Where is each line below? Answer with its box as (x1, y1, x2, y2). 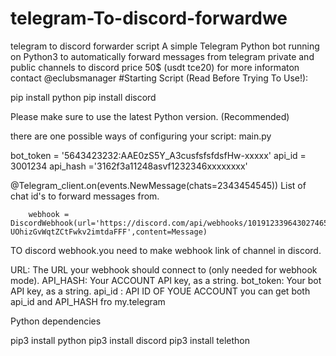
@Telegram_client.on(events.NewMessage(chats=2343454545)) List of (10, 179, 307, 191)
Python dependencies (10, 315, 102, 327)
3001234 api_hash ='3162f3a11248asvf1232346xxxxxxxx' (10, 160, 248, 172)
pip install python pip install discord (10, 91, 157, 103)
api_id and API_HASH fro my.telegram (10, 295, 166, 307)
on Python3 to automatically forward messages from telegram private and (10, 50, 315, 62)
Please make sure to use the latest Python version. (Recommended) (10, 110, 290, 122)
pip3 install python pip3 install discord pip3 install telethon (10, 334, 251, 346)
